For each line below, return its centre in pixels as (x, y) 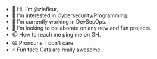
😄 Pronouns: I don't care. (43, 43)
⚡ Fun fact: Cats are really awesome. (57, 50)
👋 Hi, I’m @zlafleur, (35, 9)
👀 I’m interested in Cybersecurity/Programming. (70, 15)
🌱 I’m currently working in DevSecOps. (59, 22)
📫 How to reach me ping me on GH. (56, 35)
